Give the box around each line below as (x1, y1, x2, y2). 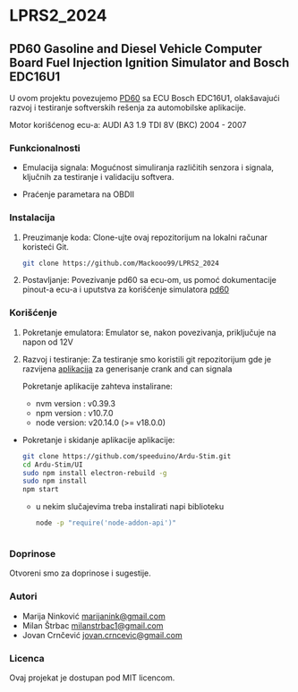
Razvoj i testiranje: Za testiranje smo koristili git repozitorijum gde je (21, 354, 271, 364)
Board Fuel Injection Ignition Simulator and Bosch (9, 55, 290, 70)
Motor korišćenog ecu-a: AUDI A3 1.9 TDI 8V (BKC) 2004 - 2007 (9, 120, 247, 130)
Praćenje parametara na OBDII (21, 189, 135, 200)
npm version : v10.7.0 (35, 407, 114, 418)
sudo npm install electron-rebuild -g (21, 468, 167, 477)
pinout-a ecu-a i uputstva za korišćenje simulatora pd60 (21, 284, 230, 295)
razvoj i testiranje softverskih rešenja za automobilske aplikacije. (9, 102, 246, 113)
